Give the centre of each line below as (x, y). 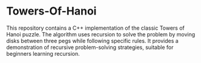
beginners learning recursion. (43, 53)
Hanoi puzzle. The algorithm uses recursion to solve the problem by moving (101, 34)
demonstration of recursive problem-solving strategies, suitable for (90, 47)
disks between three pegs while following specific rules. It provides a (92, 41)
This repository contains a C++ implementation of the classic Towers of (95, 28)
